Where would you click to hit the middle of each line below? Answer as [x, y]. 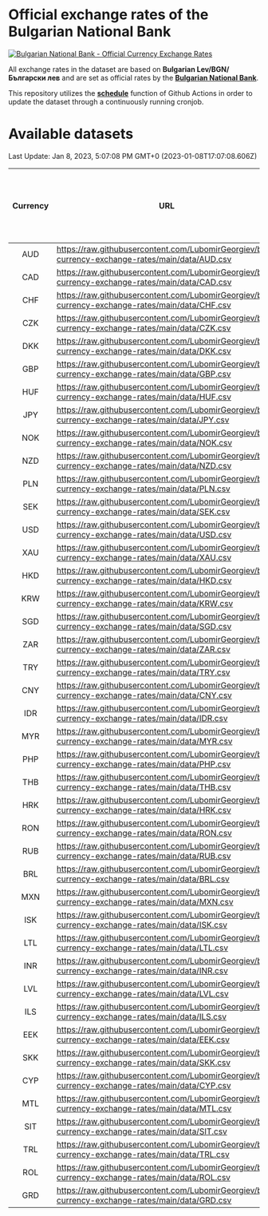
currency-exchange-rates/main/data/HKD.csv [144, 580]
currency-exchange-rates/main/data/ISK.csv [142, 925]
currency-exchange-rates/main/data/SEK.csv [143, 511]
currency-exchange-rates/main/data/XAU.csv [144, 557]
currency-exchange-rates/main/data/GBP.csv [144, 374]
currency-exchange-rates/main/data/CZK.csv [144, 327]
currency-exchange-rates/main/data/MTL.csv [144, 1108]
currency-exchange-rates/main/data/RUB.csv [144, 856]
